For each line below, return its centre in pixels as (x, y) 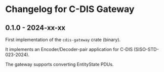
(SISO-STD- (146, 49)
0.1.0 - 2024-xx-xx (35, 28)
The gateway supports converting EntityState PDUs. (59, 64)
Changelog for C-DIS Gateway (70, 9)
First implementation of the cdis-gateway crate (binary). (63, 39)
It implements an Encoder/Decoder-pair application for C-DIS (69, 49)
